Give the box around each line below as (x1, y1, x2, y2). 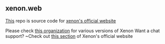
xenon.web (5, 4, 42, 13)
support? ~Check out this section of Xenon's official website (5, 33, 133, 39)
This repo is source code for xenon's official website (5, 17, 116, 24)
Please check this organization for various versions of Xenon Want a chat (5, 28, 160, 34)
